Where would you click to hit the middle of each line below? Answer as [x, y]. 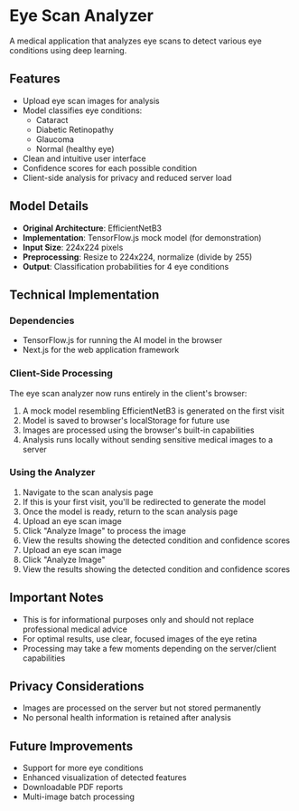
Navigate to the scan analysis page [88, 492]
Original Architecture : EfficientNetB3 [92, 228]
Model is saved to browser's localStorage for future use [126, 420]
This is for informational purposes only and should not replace [138, 619]
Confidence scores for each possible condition [109, 167]
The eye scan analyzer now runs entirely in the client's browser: [128, 393]
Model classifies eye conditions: [82, 110]
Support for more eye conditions [83, 768]
